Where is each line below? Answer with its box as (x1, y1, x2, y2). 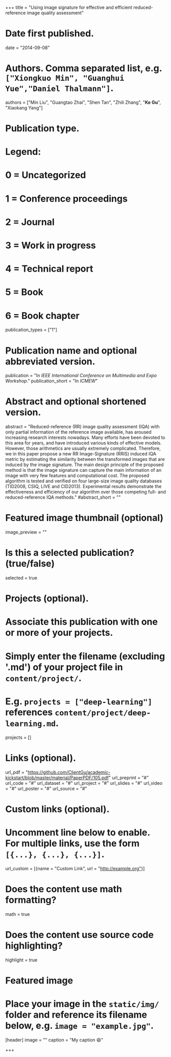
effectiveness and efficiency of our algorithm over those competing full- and (5, 489, 166, 495)
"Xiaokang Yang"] (5, 104, 43, 111)
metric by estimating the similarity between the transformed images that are (5, 456, 165, 463)
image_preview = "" (5, 529, 47, 535)
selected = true (5, 575, 37, 581)
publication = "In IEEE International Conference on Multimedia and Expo (5, 372, 157, 379)
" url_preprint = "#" (108, 775, 149, 781)
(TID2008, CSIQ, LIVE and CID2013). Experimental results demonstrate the (5, 483, 162, 490)
